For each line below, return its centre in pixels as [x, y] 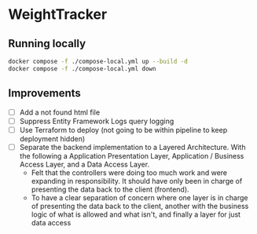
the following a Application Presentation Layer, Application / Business [132, 155]
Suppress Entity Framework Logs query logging [97, 121]
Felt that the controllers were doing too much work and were [129, 172]
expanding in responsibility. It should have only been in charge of [137, 181]
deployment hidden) [52, 138]
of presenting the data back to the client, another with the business [140, 206]
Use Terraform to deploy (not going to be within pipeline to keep [123, 130]
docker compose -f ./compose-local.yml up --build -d [98, 61]
